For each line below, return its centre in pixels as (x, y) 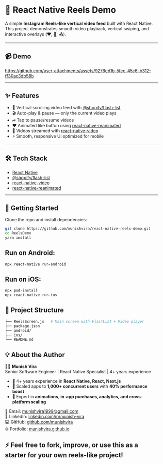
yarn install (18, 238)
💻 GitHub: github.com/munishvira (39, 422)
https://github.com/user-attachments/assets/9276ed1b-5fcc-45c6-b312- (78, 71)
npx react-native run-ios (31, 295)
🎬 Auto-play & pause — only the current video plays (64, 113)
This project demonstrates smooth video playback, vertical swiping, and (77, 28)
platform (21, 402)
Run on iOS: (23, 279)
